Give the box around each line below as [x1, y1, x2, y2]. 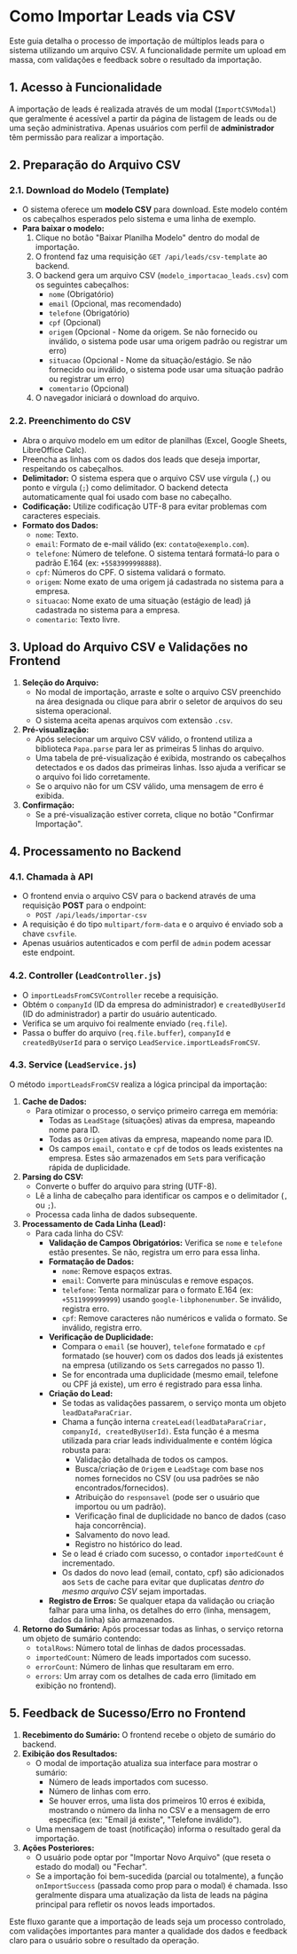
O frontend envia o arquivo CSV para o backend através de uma [21, 891, 256, 902]
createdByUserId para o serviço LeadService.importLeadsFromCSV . [21, 1036, 261, 1047]
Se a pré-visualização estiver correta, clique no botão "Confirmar [35, 809, 275, 819]
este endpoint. [21, 947, 75, 958]
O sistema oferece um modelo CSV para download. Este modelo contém [21, 204, 288, 215]
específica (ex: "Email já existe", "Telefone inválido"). [48, 1814, 242, 1825]
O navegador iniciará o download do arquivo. [35, 393, 200, 403]
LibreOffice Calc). [21, 444, 87, 455]
